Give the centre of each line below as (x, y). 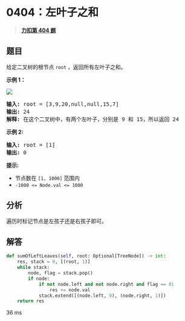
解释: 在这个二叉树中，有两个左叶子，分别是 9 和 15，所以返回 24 (93, 119)
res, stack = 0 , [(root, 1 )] (54, 262)
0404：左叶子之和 (52, 12)
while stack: (34, 267)
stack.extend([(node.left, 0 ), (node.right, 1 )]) (102, 296)
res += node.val (70, 290)
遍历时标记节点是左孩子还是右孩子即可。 (57, 221)
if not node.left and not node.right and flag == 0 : (106, 284)
